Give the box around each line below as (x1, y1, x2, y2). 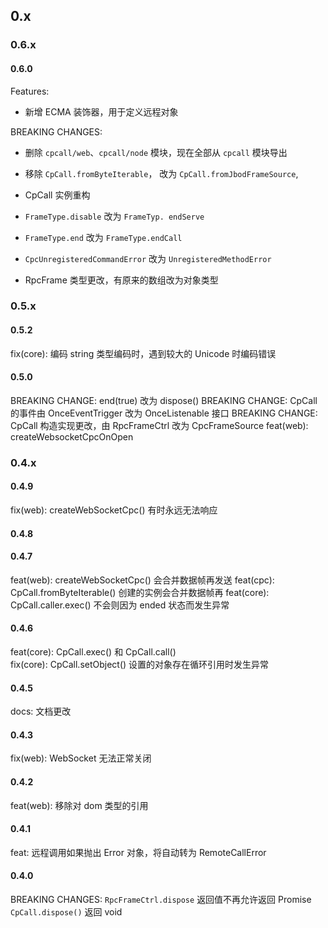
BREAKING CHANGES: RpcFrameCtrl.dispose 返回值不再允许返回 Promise (10, 893, 312, 905)
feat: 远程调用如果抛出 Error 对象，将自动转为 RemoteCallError (10, 846, 267, 858)
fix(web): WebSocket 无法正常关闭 (10, 752, 152, 764)
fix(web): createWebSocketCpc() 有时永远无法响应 (10, 504, 218, 516)
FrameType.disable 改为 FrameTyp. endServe (24, 210, 205, 222)
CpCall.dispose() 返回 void (10, 905, 123, 918)
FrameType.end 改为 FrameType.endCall (24, 231, 183, 243)
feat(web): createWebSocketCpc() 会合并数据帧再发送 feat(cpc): (10, 574, 275, 586)
